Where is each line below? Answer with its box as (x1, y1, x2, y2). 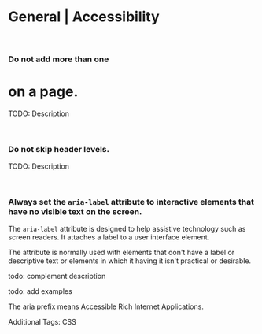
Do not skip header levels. (8, 143, 110, 154)
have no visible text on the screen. (8, 206, 142, 217)
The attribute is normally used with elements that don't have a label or (8, 248, 235, 258)
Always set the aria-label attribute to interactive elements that (8, 197, 254, 208)
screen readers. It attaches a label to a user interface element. (8, 232, 210, 242)
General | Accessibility (8, 8, 160, 26)
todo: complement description (8, 272, 106, 281)
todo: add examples (8, 287, 72, 296)
